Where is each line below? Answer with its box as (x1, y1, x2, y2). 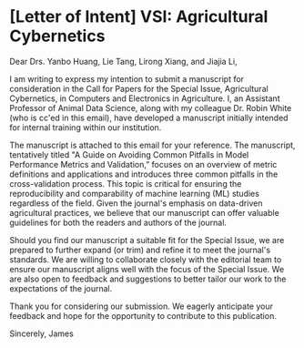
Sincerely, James (9, 328, 75, 339)
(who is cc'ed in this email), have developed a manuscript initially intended (9, 112, 289, 123)
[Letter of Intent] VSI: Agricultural (9, 6, 269, 27)
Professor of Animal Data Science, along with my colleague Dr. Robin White (9, 102, 292, 113)
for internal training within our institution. (9, 121, 162, 133)
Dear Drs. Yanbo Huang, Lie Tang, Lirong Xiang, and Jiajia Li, (9, 56, 238, 67)
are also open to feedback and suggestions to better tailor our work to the (9, 273, 287, 284)
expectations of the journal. (9, 282, 113, 293)
